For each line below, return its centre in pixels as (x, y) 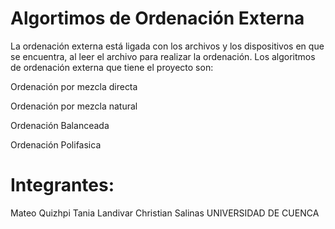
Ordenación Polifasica (56, 144)
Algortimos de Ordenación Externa (157, 18)
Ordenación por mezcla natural (74, 106)
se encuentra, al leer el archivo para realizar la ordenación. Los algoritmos (163, 56)
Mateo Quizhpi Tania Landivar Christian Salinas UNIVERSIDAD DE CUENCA (165, 213)
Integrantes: (62, 185)
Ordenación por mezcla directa (74, 86)
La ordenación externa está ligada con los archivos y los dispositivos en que (167, 46)
